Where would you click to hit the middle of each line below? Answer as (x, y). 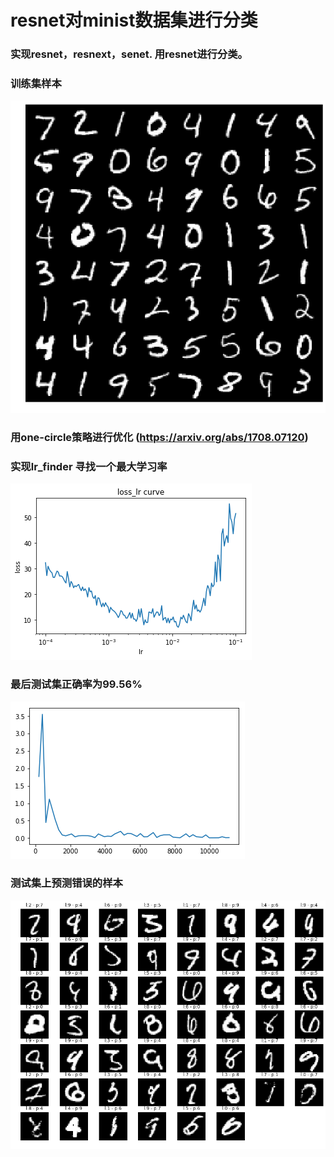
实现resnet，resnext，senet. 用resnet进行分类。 (129, 54)
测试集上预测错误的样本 (66, 883)
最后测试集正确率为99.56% (76, 684)
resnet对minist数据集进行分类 (134, 20)
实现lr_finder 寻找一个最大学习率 (89, 466)
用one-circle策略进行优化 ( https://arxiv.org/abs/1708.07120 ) (159, 437)
